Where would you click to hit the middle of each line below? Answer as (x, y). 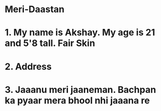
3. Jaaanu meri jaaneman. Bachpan (80, 89)
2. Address (28, 66)
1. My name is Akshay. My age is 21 (80, 33)
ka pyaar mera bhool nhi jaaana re (77, 100)
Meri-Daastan (35, 9)
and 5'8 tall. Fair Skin (50, 43)
